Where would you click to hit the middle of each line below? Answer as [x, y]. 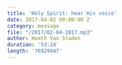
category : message [33, 26]
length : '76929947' [35, 51]
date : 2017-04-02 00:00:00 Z [48, 20]
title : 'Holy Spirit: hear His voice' [62, 13]
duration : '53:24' [33, 45]
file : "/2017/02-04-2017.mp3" [50, 32]
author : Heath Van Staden [44, 39]
